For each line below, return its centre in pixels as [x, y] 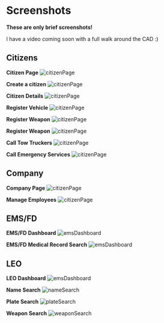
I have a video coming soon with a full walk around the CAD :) [82, 39]
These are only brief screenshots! [50, 27]
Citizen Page [23, 72]
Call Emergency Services [38, 154]
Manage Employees [32, 199]
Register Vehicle [27, 107]
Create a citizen [26, 84]
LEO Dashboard [26, 278]
